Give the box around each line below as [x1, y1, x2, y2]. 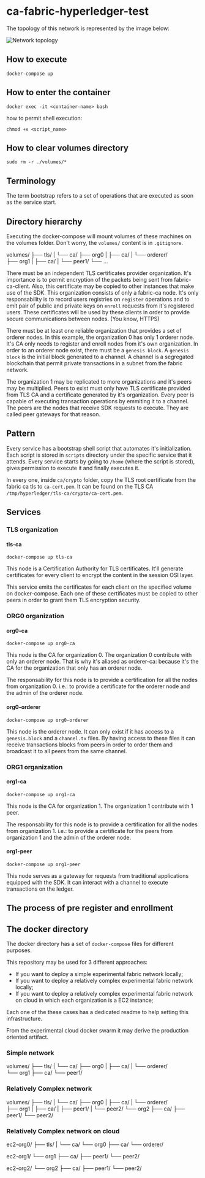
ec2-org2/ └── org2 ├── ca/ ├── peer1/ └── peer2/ [6, 1164, 142, 1172]
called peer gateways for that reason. [6, 411, 101, 418]
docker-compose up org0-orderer [6, 717, 89, 723]
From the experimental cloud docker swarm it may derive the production [6, 1027, 188, 1034]
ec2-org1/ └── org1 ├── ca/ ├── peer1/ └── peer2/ [6, 1153, 140, 1160]
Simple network [6, 1048, 54, 1057]
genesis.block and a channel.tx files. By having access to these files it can [6, 734, 196, 742]
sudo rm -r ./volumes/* [6, 159, 67, 165]
